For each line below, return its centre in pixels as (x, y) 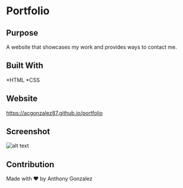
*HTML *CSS (23, 80)
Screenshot (28, 132)
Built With (25, 66)
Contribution (30, 164)
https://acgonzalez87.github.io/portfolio (54, 113)
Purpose (22, 33)
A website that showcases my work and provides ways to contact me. (91, 47)
